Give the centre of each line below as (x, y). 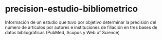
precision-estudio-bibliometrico (72, 9)
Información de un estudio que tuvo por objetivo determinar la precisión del (81, 22)
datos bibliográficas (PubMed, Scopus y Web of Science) (63, 32)
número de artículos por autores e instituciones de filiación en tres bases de (81, 27)
